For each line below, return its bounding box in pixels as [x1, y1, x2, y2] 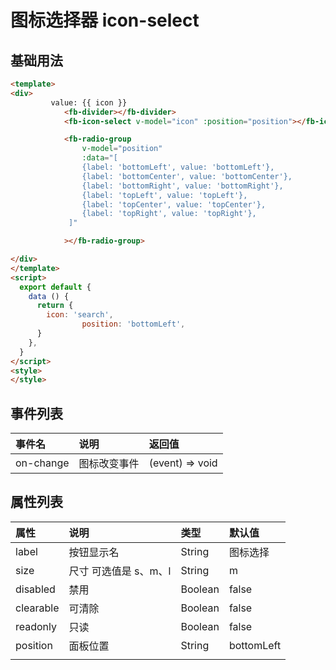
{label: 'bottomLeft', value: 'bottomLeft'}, [81, 162, 275, 172]
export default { [19, 282, 92, 292]
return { [36, 301, 74, 311]
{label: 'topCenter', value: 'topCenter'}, [81, 199, 267, 210]
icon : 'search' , [46, 310, 114, 320]
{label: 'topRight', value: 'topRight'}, [81, 209, 257, 219]
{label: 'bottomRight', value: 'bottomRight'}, [81, 181, 284, 191]
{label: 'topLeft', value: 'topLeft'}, [81, 190, 248, 200]
